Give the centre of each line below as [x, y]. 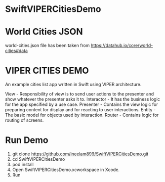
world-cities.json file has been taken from [47, 45]
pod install [23, 164]
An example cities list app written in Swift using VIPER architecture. [73, 85]
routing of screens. [24, 120]
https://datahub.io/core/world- [122, 45]
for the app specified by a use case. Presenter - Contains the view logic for [82, 104]
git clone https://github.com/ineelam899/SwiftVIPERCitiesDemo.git [80, 154]
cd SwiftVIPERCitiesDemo [39, 159]
